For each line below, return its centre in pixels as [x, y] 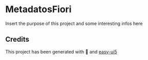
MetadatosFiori [38, 9]
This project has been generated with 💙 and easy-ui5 [61, 51]
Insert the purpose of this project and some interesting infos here [74, 23]
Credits [17, 39]
